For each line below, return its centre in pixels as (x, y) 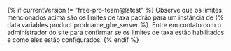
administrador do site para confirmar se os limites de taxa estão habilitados (116, 32)
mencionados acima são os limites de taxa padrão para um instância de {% (115, 17)
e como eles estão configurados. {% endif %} (73, 40)
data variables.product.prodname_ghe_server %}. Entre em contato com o (114, 25)
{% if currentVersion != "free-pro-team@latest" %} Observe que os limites (115, 10)
